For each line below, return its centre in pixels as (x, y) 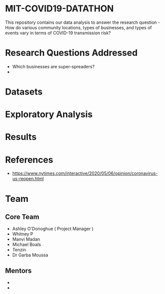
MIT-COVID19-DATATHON (60, 9)
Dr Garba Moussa (30, 255)
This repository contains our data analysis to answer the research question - (82, 22)
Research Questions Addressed (71, 53)
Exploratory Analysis (49, 115)
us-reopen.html (28, 179)
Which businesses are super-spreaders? (53, 66)
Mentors (18, 270)
